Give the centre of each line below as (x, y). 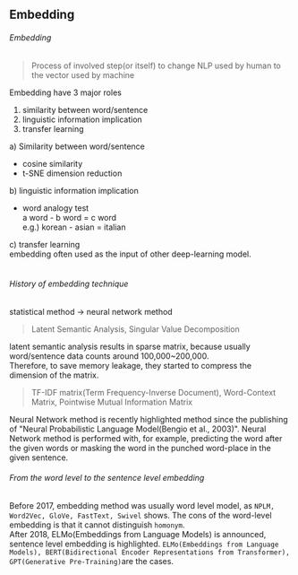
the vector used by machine (83, 74)
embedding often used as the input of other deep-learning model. (131, 254)
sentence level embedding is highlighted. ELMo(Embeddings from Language (144, 544)
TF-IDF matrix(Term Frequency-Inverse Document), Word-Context (153, 392)
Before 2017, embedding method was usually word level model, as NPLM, (142, 505)
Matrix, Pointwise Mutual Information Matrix (112, 402)
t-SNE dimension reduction (72, 173)
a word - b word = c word (69, 217)
